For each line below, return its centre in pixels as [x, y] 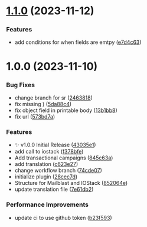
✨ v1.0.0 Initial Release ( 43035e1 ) [55, 145]
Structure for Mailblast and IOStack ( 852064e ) [71, 183]
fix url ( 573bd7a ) [35, 116]
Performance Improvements [48, 204]
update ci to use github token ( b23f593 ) [63, 218]
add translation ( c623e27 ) [46, 164]
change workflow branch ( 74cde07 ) [58, 171]
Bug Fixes [21, 85]
